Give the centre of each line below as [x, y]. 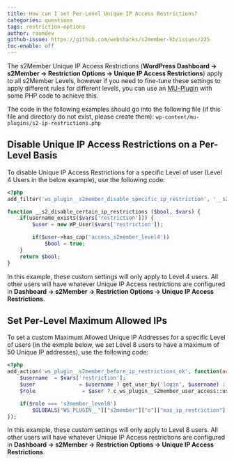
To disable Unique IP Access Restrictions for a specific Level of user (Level [115, 172]
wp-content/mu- [178, 117]
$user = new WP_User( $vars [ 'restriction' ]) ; [98, 225]
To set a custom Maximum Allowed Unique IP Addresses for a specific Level [116, 337]
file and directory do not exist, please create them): [81, 117]
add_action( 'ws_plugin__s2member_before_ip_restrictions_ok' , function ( [115, 372]
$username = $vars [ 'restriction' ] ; [73, 378]
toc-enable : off [31, 46]
